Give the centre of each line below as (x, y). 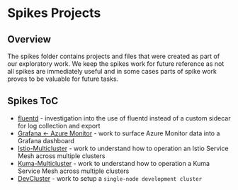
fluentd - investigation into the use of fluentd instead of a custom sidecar (124, 118)
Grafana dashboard (46, 140)
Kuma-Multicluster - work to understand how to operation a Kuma (114, 163)
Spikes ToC (33, 101)
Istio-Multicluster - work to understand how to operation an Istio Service (123, 148)
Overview (29, 39)
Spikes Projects (54, 13)
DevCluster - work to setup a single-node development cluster (110, 178)
